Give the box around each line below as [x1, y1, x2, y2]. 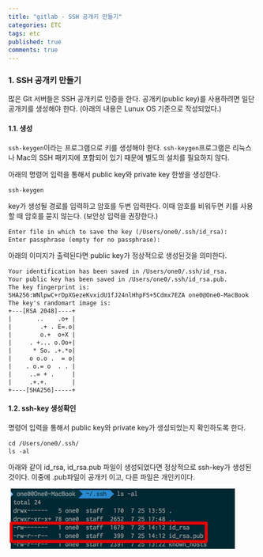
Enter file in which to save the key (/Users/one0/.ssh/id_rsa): [8, 228, 227, 236]
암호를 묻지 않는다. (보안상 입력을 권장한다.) [24, 210, 159, 221]
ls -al [8, 447, 30, 455]
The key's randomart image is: [8, 299, 111, 307]
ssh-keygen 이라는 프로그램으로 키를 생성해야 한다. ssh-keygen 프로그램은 [8, 142, 231, 152]
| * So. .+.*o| [8, 347, 77, 354]
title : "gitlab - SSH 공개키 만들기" [8, 13, 122, 21]
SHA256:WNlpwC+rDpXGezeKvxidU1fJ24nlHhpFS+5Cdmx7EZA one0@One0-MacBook [8, 291, 249, 299]
